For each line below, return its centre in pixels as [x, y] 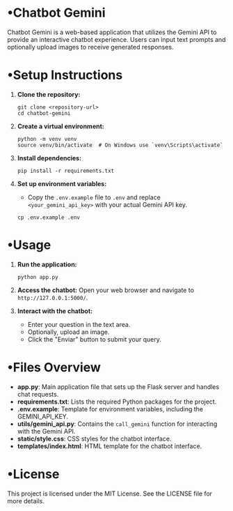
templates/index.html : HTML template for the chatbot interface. [110, 446]
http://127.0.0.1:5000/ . [53, 297]
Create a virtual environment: [61, 126]
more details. [26, 501]
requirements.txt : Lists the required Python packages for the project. [117, 402]
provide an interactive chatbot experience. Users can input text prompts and [116, 39]
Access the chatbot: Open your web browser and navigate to [106, 290]
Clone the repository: [49, 94]
